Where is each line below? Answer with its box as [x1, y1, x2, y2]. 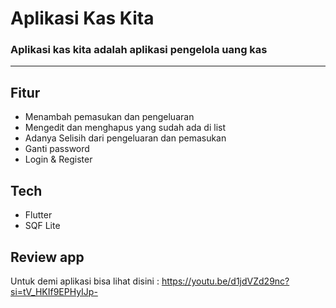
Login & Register [24, 153, 93, 166]
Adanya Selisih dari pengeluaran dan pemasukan [24, 132, 227, 144]
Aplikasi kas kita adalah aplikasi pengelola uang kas [10, 43, 268, 57]
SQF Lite [24, 220, 61, 232]
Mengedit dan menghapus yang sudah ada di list [24, 122, 227, 134]
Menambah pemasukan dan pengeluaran [24, 111, 195, 123]
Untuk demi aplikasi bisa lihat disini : [10, 275, 160, 287]
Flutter [24, 209, 53, 221]
